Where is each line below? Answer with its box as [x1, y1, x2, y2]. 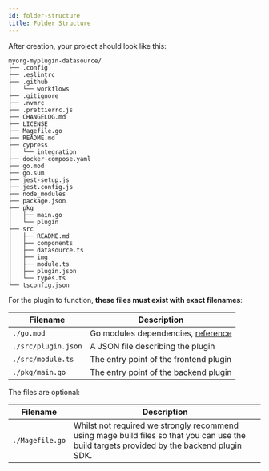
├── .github [8, 78, 48, 86]
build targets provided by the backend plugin [73, 440, 243, 451]
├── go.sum [8, 169, 45, 177]
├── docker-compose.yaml [8, 155, 91, 163]
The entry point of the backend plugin [90, 366, 232, 377]
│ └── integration [8, 147, 78, 156]
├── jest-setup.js [8, 175, 70, 184]
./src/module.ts [12, 354, 74, 364]
